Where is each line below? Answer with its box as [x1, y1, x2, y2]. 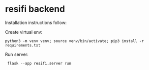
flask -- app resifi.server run [7, 61, 71, 66]
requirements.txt [5, 43, 41, 47]
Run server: [5, 51, 29, 57]
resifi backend [5, 3, 65, 15]
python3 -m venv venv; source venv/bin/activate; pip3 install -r [5, 38, 144, 44]
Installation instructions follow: [5, 20, 67, 25]
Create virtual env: [5, 29, 43, 35]
